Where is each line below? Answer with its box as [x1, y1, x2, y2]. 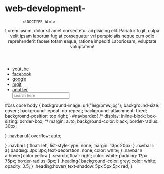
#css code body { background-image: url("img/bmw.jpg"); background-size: [5, 102, 160, 108]
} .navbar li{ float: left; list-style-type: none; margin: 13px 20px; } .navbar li [5, 142, 155, 148]
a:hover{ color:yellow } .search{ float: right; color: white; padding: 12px [5, 152, 148, 158]
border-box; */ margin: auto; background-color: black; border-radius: [19, 118, 159, 124]
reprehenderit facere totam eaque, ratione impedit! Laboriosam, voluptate [8, 38, 157, 44]
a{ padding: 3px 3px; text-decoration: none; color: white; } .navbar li [5, 148, 142, 153]
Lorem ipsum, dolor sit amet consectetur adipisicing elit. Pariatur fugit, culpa [5, 27, 160, 33]
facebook [12, 71, 32, 76]
